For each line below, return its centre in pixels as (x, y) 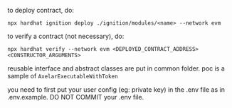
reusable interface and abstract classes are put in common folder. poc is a (116, 68)
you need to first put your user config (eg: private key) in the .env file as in (116, 90)
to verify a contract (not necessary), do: (66, 36)
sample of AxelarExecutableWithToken (63, 76)
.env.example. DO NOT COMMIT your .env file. (76, 97)
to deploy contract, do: (41, 10)
